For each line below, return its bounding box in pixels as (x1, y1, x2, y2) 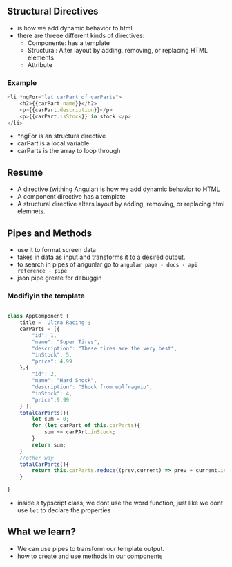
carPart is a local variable (17, 139, 90, 147)
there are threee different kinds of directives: (17, 31, 145, 39)
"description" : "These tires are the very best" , (32, 345, 177, 352)
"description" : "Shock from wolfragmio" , (32, 384, 153, 390)
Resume (7, 166, 43, 179)
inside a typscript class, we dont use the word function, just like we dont (17, 498, 223, 507)
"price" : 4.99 (32, 358, 72, 365)
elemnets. (17, 207, 46, 215)
